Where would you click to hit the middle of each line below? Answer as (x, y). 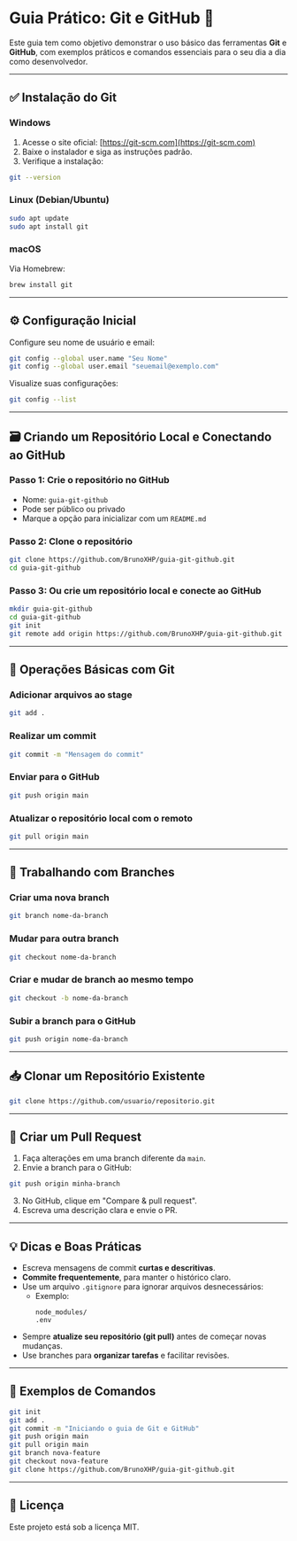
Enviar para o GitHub (54, 777)
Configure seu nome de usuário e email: (82, 342)
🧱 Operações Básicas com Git (92, 669)
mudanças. (42, 1346)
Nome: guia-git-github (65, 499)
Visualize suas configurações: (64, 384)
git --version (35, 177)
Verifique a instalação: (63, 161)
